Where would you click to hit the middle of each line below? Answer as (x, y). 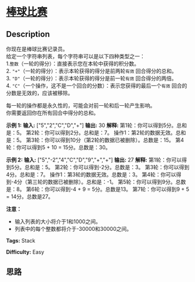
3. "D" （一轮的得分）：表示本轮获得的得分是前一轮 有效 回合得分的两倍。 (92, 78)
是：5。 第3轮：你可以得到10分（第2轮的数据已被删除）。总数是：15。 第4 (95, 140)
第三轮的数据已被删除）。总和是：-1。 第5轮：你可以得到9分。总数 (107, 182)
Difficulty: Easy (25, 252)
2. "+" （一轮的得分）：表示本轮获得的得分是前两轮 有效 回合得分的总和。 (92, 71)
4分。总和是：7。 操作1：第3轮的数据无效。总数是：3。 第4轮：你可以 (91, 174)
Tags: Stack (21, 241)
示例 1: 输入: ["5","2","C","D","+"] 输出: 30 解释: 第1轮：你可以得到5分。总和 (97, 125)
